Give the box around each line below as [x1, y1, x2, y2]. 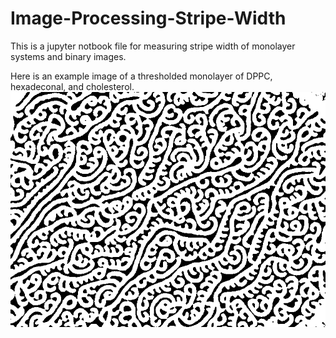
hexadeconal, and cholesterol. [10, 80, 135, 92]
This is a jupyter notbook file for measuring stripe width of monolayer [10, 40, 296, 52]
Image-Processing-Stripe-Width [10, 7, 287, 30]
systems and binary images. [10, 50, 127, 62]
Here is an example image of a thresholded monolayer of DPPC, [10, 70, 273, 82]
